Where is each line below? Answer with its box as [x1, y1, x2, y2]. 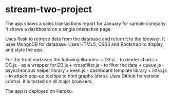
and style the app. [5, 46, 44, 53]
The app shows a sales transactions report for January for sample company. [5, 20, 167, 27]
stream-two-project [5, 4, 92, 15]
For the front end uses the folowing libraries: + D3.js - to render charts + [5, 56, 158, 62]
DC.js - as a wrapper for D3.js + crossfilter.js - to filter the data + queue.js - [5, 62, 165, 68]
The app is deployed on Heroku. [5, 88, 73, 94]
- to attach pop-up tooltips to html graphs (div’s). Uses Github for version [5, 72, 160, 79]
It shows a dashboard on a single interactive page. [5, 26, 112, 32]
